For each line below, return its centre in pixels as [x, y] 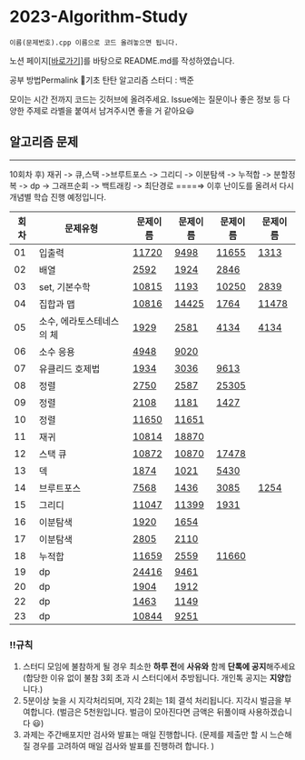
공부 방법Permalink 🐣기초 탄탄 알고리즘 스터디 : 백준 [102, 80]
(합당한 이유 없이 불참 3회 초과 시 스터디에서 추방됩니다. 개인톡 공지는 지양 [153, 678]
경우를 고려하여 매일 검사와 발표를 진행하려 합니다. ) [123, 746]
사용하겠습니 [270, 712]
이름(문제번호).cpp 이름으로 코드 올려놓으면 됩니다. [94, 43]
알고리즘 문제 [44, 142]
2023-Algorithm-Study [99, 17]
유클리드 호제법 [69, 368]
